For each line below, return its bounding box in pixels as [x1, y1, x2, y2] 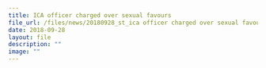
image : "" [8, 48, 41, 55]
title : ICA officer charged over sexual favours [8, 11, 172, 20]
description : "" [8, 41, 62, 48]
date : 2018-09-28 [8, 26, 66, 34]
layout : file [8, 33, 51, 41]
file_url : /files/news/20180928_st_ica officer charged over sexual [8, 19, 239, 27]
